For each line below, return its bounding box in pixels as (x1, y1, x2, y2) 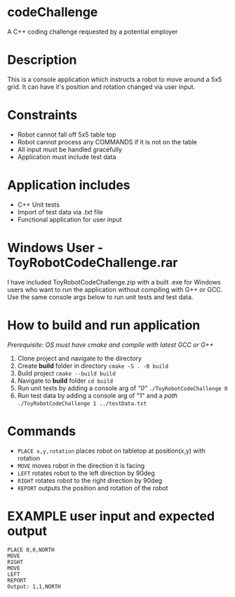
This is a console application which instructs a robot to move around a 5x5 (7, 75, 222, 83)
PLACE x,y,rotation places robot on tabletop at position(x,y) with (17, 446, 206, 455)
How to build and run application (7, 317, 201, 333)
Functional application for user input (17, 215, 122, 224)
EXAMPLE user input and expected (7, 508, 215, 524)
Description (7, 52, 77, 68)
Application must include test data (17, 152, 116, 161)
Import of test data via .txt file (17, 207, 103, 216)
